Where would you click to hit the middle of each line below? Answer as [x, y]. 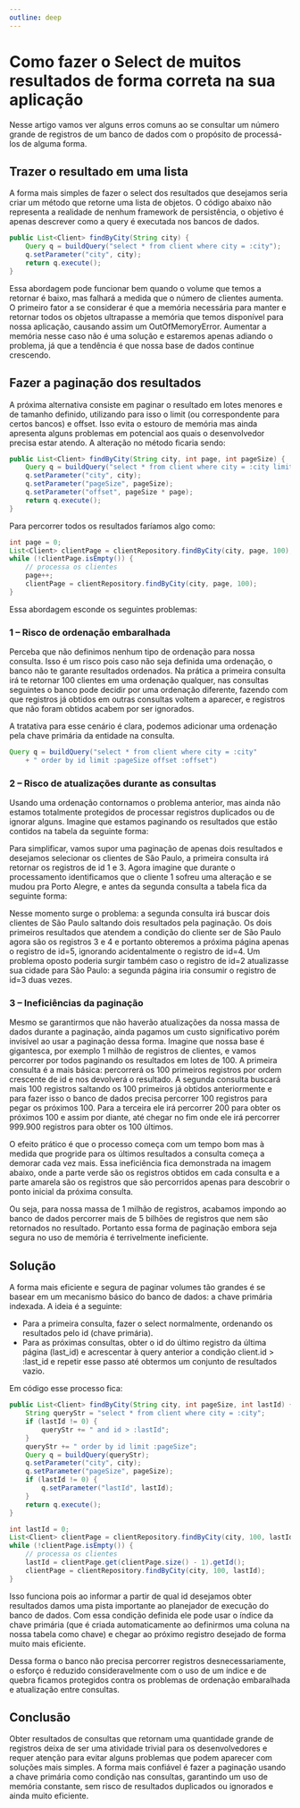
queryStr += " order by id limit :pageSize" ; [112, 1446]
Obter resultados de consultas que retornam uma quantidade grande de [142, 1739]
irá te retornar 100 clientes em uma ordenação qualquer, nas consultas [139, 680]
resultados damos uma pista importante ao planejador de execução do [139, 1605]
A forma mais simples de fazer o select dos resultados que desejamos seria [149, 193]
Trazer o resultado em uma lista [99, 171]
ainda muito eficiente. [49, 1796]
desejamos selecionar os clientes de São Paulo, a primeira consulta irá [139, 858]
